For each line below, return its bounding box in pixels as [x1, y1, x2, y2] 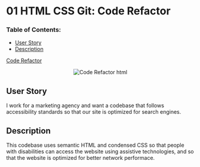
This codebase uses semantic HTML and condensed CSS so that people [6, 142, 184, 149]
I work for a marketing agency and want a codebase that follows [6, 102, 164, 109]
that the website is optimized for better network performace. [6, 154, 155, 162]
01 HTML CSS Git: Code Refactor [6, 4, 171, 18]
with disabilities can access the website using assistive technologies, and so [6, 148, 194, 155]
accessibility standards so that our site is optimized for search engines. [6, 108, 181, 116]
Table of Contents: [6, 26, 61, 34]
